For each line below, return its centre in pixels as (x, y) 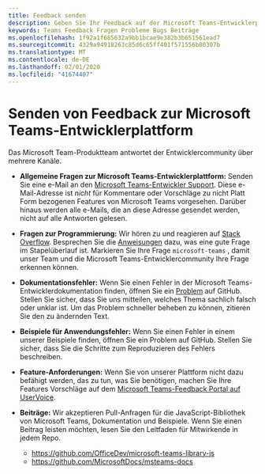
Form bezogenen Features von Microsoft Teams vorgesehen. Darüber (133, 201)
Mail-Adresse (41, 193)
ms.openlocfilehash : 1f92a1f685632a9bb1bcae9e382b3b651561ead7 (114, 38)
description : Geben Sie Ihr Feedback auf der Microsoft (102, 23)
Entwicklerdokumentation (61, 290)
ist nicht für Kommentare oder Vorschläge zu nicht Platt (155, 193)
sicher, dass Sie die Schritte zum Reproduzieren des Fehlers (117, 348)
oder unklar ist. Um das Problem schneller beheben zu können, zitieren (135, 307)
